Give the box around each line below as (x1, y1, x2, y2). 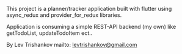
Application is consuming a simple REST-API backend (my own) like (6, 23, 177, 30)
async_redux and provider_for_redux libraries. (6, 11, 122, 19)
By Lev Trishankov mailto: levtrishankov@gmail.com (6, 41, 137, 48)
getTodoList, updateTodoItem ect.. (6, 29, 93, 37)
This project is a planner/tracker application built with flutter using (6, 5, 172, 12)
